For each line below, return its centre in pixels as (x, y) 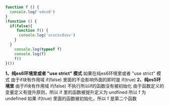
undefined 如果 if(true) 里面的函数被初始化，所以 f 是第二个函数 (71, 98)
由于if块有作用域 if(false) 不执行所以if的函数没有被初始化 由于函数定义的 (90, 86)
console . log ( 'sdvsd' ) (33, 12)
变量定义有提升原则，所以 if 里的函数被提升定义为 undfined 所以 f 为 (76, 92)
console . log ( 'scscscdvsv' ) (47, 35)
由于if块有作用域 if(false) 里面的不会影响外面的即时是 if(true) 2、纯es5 (84, 80)
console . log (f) (30, 54)
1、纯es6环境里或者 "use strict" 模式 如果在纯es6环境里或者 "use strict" (80, 73)
